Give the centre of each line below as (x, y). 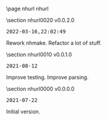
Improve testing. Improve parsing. (48, 77)
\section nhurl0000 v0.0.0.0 (40, 89)
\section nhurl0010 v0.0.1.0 (39, 54)
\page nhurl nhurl (27, 9)
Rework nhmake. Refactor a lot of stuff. (54, 43)
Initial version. (23, 112)
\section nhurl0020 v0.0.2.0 (40, 20)
